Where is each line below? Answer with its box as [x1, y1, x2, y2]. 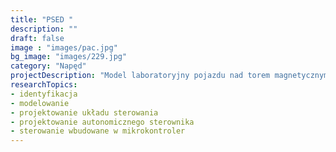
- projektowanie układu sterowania [10, 107, 159, 118]
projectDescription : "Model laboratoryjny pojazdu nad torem [10, 71, 271, 81]
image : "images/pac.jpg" [10, 42, 118, 53]
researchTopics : [10, 80, 78, 90]
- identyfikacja [10, 89, 78, 99]
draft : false [10, 33, 65, 43]
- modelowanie [10, 98, 70, 108]
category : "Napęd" [10, 61, 87, 71]
